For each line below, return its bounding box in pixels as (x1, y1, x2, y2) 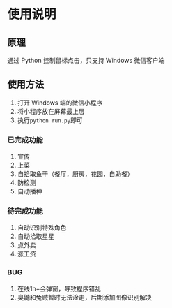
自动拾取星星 (17, 232, 54, 241)
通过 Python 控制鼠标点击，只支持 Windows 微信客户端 (7, 57, 165, 64)
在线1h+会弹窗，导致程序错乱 (17, 284, 102, 293)
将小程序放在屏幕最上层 (17, 107, 85, 115)
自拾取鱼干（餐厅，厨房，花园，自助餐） (17, 170, 134, 178)
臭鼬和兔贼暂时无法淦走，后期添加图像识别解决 (17, 293, 152, 301)
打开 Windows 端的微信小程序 (17, 98, 103, 107)
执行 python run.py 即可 (17, 116, 83, 124)
